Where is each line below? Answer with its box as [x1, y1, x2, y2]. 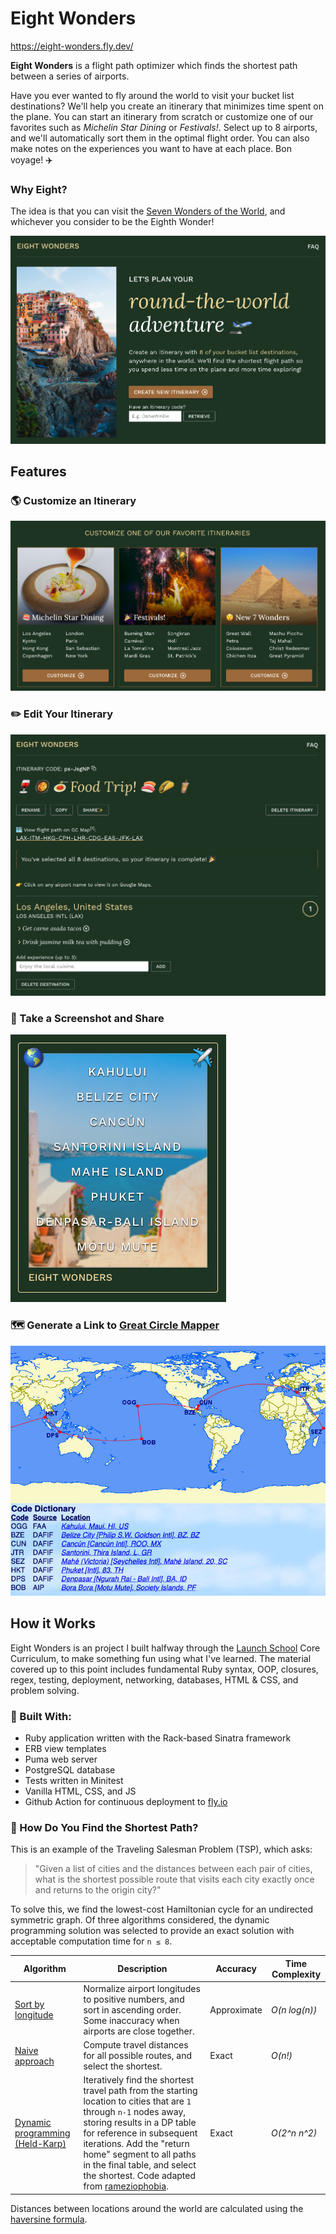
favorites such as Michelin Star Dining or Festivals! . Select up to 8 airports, [10, 121, 318, 133]
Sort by [14, 1998, 45, 2011]
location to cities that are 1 [83, 2095, 192, 2107]
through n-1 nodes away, [83, 2106, 187, 2118]
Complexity [271, 1968, 322, 1980]
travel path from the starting [83, 2085, 198, 2097]
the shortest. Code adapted [83, 2170, 197, 2182]
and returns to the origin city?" [34, 1884, 162, 1896]
